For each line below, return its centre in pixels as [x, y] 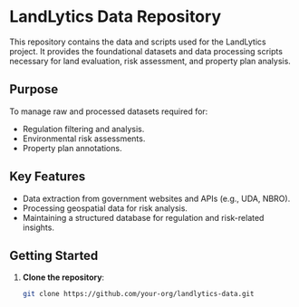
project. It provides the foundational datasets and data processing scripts [146, 51]
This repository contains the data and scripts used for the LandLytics [138, 42]
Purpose [34, 89]
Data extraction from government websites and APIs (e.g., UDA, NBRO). [156, 198]
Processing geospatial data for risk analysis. [105, 208]
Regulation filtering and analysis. [83, 129]
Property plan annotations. [72, 148]
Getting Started [54, 255]
